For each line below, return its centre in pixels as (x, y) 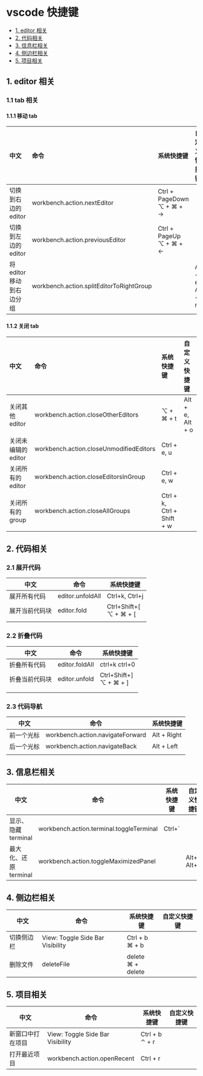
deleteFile (56, 964)
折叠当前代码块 (31, 679)
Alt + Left (165, 746)
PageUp (169, 236)
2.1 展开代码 (24, 567)
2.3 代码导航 (24, 706)
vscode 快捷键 (43, 12)
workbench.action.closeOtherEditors (86, 414)
